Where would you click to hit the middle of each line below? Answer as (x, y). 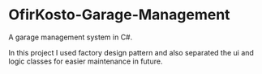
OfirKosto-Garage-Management (119, 15)
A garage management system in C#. (71, 37)
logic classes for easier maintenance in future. (86, 61)
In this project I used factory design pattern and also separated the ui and (131, 52)
